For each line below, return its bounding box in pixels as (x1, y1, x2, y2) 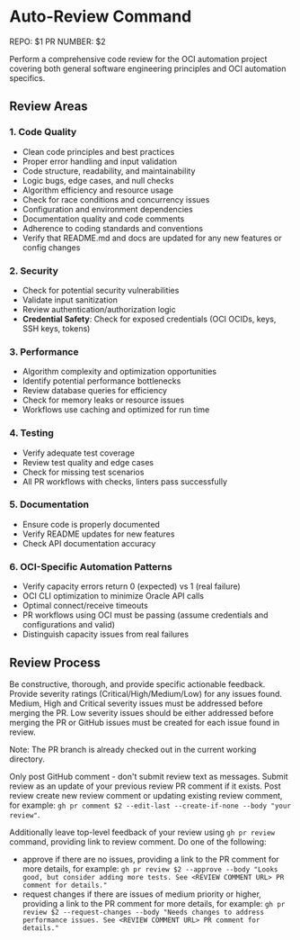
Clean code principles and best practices (22, 146, 175, 157)
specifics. (9, 72, 46, 83)
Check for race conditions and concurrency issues (22, 194, 210, 204)
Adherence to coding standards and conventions (22, 222, 204, 233)
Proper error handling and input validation (22, 156, 178, 167)
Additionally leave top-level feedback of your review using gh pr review (9, 827, 276, 837)
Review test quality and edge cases (22, 456, 154, 467)
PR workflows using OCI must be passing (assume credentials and (22, 610, 269, 620)
